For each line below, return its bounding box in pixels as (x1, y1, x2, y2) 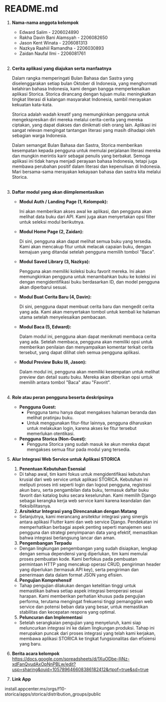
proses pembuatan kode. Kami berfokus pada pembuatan (19, 556, 138, 562)
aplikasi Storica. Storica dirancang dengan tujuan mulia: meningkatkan (11, 91, 156, 97)
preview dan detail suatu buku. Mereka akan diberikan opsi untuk (19, 374, 153, 380)
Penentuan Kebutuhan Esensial (19, 465, 85, 472)
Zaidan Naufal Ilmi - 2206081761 (19, 50, 86, 56)
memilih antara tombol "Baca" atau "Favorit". (19, 379, 111, 385)
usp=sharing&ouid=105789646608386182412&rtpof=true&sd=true (11, 666, 149, 672)
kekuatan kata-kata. (11, 101, 53, 107)
